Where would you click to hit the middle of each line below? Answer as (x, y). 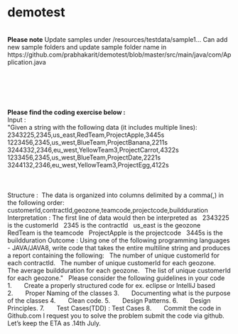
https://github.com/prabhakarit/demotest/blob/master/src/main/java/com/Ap (119, 55)
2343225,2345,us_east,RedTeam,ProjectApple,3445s (86, 135)
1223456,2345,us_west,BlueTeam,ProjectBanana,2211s (88, 142)
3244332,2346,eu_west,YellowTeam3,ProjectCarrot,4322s (93, 150)
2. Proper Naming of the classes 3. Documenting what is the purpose (119, 293)
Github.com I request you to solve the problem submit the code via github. (116, 316)
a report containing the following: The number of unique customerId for (114, 255)
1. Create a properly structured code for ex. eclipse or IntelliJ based (111, 285)
